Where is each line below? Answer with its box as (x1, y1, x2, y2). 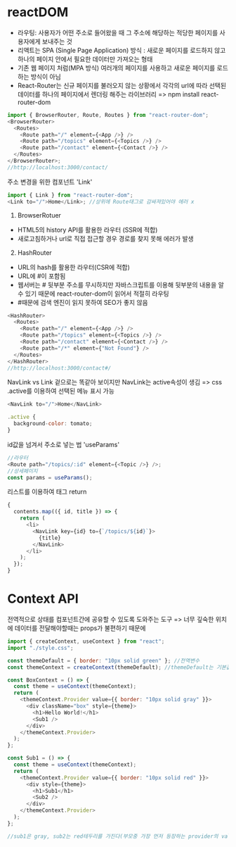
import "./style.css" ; (7, 644, 74, 651)
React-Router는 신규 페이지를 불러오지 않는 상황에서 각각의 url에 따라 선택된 (17, 81, 227, 89)
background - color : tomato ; (13, 420, 93, 427)
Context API (7, 591, 79, 607)
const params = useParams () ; (7, 474, 93, 481)
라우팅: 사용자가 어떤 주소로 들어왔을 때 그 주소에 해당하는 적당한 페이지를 (17, 28, 218, 37)
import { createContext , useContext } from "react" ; (7, 638, 165, 645)
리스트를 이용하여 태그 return (7, 487, 87, 496)
